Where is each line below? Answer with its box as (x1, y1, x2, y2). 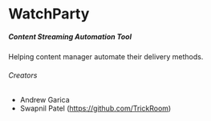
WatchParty (8, 5, 90, 23)
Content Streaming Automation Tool (8, 31, 132, 41)
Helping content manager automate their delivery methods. (8, 52, 204, 62)
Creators (8, 70, 38, 80)
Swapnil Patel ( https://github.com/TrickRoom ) (19, 103, 172, 113)
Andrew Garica (19, 95, 70, 105)
